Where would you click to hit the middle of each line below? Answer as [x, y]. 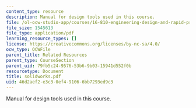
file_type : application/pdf [40, 33]
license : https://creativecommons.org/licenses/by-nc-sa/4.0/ [83, 44]
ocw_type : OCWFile [28, 50]
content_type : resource [35, 11]
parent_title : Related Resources [47, 55]
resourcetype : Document [35, 71]
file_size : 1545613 [30, 28]
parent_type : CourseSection [40, 60]
